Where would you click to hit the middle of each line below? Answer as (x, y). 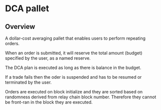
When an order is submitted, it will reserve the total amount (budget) (74, 53)
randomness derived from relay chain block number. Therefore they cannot (81, 97)
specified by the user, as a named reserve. (48, 58)
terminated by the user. (29, 82)
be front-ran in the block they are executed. (49, 102)
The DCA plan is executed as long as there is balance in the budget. (73, 67)
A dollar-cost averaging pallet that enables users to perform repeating (75, 38)
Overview (20, 27)
